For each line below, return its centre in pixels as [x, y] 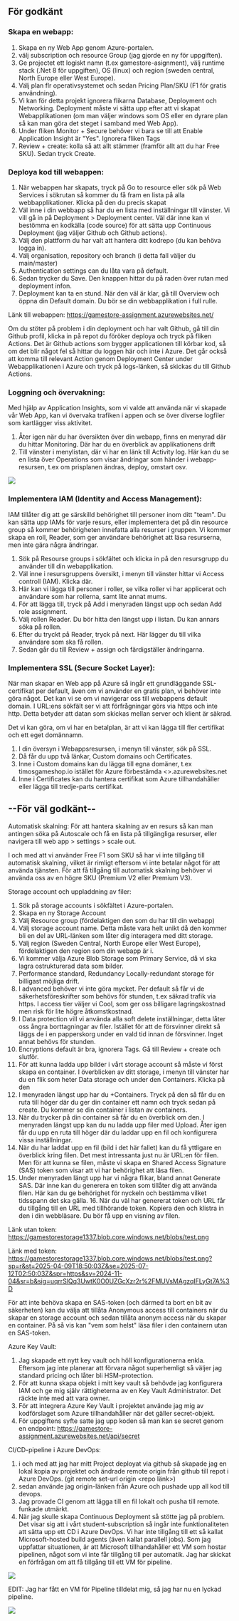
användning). [38, 93]
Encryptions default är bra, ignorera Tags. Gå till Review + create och [119, 1049]
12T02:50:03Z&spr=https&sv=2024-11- [65, 1273]
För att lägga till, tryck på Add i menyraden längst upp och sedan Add [120, 604]
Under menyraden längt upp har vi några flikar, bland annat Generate [119, 1177]
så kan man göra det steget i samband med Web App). [98, 123]
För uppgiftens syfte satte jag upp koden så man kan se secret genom [121, 1421]
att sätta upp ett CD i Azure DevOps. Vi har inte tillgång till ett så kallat [121, 1531]
